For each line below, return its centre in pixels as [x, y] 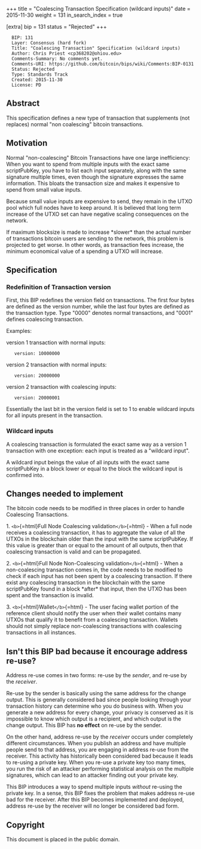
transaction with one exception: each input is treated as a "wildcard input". [98, 451]
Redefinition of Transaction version [59, 287]
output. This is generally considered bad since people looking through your [99, 700]
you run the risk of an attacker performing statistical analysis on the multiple [100, 769]
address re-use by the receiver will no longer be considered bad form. [93, 806]
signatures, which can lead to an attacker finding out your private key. [92, 775]
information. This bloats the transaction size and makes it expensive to [93, 183]
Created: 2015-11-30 [37, 80]
